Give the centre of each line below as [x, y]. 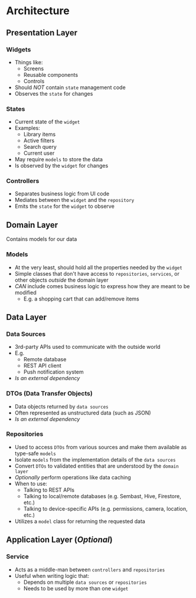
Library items [40, 135]
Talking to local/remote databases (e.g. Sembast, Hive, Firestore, [102, 496]
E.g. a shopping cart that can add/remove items [81, 299]
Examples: [27, 128]
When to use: [31, 483]
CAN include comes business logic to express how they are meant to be [102, 286]
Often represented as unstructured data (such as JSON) [83, 413]
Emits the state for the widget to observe [65, 206]
